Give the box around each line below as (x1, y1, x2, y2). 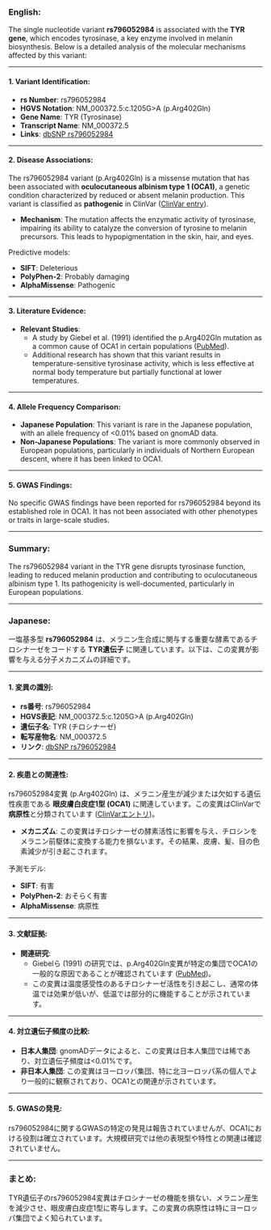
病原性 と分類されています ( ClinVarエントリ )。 (8, 809, 160, 819)
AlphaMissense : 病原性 (19, 901, 99, 911)
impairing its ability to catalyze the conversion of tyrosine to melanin (19, 223, 248, 233)
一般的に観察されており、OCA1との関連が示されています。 (27, 1076, 220, 1085)
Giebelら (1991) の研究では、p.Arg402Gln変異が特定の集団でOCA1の (31, 958, 258, 968)
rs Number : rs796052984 (19, 95, 106, 104)
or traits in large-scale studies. (8, 516, 110, 525)
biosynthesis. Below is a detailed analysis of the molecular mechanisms (8, 42, 246, 52)
